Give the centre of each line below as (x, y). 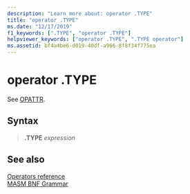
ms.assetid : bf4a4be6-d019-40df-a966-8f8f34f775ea (82, 46)
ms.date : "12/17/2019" (40, 26)
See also (26, 160)
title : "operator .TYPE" (43, 20)
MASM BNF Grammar (38, 184)
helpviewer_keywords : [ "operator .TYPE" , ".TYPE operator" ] (96, 39)
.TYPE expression (50, 138)
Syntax (23, 121)
